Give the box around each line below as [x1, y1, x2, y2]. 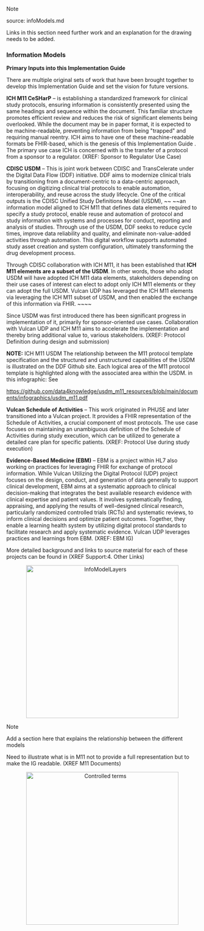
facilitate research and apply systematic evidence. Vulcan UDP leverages [6, 528, 190, 535]
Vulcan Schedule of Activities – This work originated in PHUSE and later [6, 406, 189, 413]
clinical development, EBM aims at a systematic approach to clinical [6, 483, 177, 490]
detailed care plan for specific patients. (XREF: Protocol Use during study [6, 438, 190, 446]
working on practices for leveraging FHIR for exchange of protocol [6, 463, 173, 471]
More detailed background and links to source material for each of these [6, 546, 188, 554]
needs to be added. [6, 35, 55, 42]
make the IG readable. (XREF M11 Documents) [6, 760, 122, 767]
